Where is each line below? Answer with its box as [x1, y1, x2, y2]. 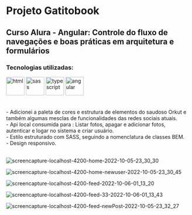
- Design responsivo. [6, 139, 57, 146]
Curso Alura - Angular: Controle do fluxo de [6, 28, 168, 37]
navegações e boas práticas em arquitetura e [6, 36, 174, 46]
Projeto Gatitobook [6, 4, 100, 18]
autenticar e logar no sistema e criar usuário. [6, 127, 114, 134]
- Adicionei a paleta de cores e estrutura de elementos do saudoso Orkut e [6, 108, 187, 115]
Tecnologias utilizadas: [6, 63, 74, 71]
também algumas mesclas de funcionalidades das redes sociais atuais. [6, 114, 177, 121]
